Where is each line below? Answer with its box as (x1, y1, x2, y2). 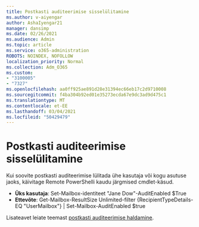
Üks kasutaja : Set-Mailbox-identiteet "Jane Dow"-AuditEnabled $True (14, 190, 186, 197)
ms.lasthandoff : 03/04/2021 (6, 108, 76, 114)
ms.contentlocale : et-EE (6, 102, 68, 109)
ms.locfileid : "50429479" (6, 114, 70, 120)
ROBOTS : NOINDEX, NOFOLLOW (6, 53, 73, 59)
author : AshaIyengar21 (6, 20, 63, 26)
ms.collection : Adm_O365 (6, 64, 68, 70)
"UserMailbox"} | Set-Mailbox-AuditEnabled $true (23, 203, 146, 210)
